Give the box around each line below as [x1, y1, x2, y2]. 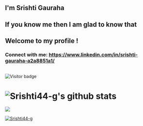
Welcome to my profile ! [5, 37, 79, 45]
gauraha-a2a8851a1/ [5, 58, 55, 64]
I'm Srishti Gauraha [5, 4, 64, 12]
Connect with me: [5, 51, 48, 58]
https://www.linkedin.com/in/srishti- [48, 51, 138, 58]
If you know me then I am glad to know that [5, 20, 137, 29]
